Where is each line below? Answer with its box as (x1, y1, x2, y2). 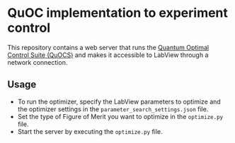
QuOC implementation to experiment (7, 5, 229, 21)
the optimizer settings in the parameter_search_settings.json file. (17, 104, 209, 113)
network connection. (7, 58, 68, 66)
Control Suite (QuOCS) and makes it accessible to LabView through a (7, 51, 209, 59)
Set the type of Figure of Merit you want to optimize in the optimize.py (17, 112, 224, 120)
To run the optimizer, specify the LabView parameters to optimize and (17, 97, 221, 106)
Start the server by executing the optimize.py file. (17, 127, 163, 135)
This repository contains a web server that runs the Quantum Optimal (7, 43, 210, 51)
